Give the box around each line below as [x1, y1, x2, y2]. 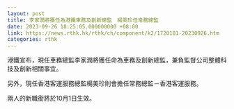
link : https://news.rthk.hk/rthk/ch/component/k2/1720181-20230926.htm [7, 29, 219, 37]
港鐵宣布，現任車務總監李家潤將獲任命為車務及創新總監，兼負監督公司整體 [7, 56, 221, 65]
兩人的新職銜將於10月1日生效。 [7, 94, 96, 103]
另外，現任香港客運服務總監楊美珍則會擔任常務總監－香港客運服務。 [7, 79, 203, 87]
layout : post [7, 10, 45, 17]
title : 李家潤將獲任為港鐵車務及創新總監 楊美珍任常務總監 [7, 17, 159, 24]
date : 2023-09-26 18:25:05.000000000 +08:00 [7, 23, 139, 30]
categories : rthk [7, 36, 58, 43]
